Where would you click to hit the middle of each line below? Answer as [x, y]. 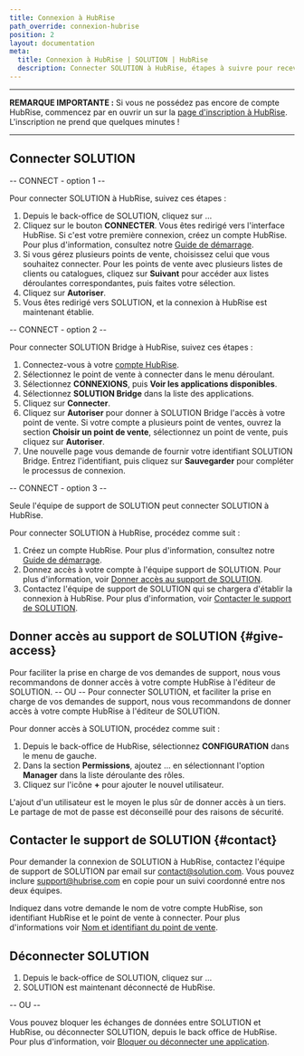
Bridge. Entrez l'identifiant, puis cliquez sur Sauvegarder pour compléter [158, 461]
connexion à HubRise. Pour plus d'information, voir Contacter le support [157, 598]
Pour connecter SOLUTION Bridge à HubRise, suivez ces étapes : [131, 347]
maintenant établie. [58, 312]
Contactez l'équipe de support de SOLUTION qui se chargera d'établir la [157, 589]
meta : [19, 52]
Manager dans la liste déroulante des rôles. [104, 774]
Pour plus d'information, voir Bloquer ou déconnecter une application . [139, 1042]
